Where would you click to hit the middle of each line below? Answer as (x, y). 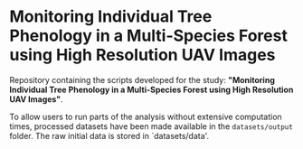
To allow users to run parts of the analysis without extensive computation (146, 116)
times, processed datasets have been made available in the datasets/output (151, 126)
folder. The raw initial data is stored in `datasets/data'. (109, 135)
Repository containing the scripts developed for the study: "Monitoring (142, 79)
